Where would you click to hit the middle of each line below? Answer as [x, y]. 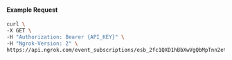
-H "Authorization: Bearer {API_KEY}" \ [66, 37]
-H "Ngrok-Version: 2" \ [42, 43]
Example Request [32, 10]
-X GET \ [19, 31]
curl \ [16, 24]
